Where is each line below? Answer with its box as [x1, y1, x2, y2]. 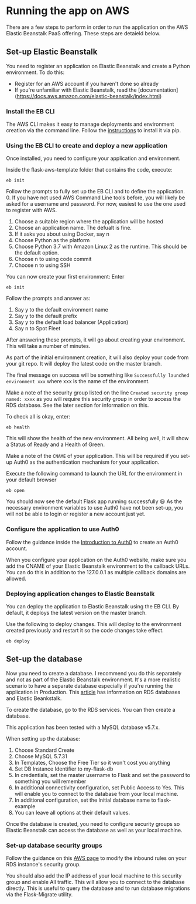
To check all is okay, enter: [6, 413, 70, 420]
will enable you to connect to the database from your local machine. [14, 790, 178, 797]
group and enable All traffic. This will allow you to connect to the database [6, 879, 185, 886]
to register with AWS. [6, 207, 57, 214]
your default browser [6, 476, 57, 483]
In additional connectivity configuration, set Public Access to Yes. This [14, 784, 184, 791]
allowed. [6, 575, 26, 582]
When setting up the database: [6, 735, 81, 742]
